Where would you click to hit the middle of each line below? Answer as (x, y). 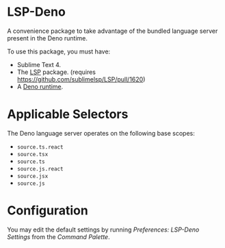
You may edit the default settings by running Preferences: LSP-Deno (103, 230)
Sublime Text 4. (39, 64)
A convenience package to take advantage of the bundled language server (112, 31)
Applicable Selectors (68, 114)
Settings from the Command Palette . (59, 236)
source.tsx (32, 154)
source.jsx (32, 176)
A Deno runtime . (40, 86)
